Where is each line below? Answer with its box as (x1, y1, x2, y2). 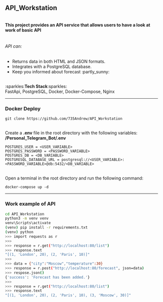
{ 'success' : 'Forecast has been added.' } (5, 275, 90, 280)
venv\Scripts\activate (5, 221, 51, 226)
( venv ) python (5, 230, 34, 235)
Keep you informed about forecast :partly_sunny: (12, 69, 110, 75)
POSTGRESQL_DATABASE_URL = (5, 158, 60, 162)
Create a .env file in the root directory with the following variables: (5, 130, 138, 136)
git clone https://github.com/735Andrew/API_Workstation (5, 116, 123, 121)
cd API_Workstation (5, 212, 45, 216)
